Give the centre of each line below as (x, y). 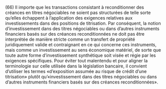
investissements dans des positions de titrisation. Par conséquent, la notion (83, 23)
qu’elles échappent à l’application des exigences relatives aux (69, 18)
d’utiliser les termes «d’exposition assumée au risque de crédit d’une (76, 71)
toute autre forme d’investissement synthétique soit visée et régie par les (81, 55)
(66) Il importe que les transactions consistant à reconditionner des (75, 7)
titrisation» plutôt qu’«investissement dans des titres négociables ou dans (81, 77)
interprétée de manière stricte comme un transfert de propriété (70, 39)
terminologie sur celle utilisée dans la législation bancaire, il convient (76, 66)
